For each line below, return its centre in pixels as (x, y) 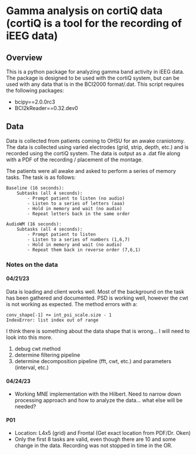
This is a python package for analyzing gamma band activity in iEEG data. (95, 72)
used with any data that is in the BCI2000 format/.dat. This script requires (95, 84)
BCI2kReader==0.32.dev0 (46, 108)
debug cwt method (37, 348)
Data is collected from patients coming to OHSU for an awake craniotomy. (96, 141)
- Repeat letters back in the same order (79, 214)
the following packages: (35, 90)
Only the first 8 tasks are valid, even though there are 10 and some (95, 439)
